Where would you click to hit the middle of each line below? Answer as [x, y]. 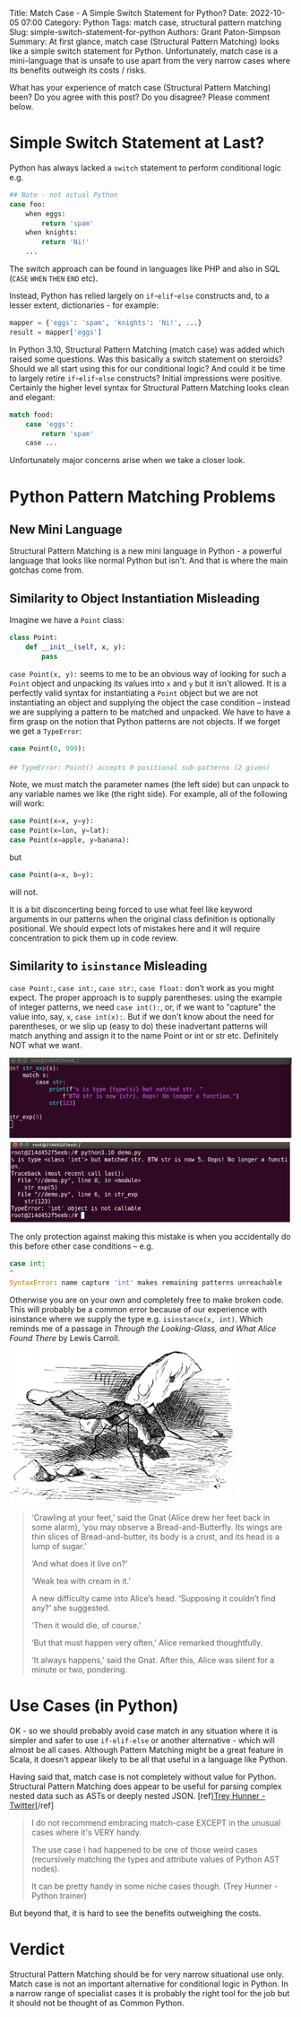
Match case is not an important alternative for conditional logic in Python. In [149, 1984]
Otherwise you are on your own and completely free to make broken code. [146, 1300]
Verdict [37, 1949]
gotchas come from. [47, 570]
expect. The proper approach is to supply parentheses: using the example [146, 997]
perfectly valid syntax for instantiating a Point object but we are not [133, 693]
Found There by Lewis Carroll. [65, 1337]
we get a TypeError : [46, 731]
